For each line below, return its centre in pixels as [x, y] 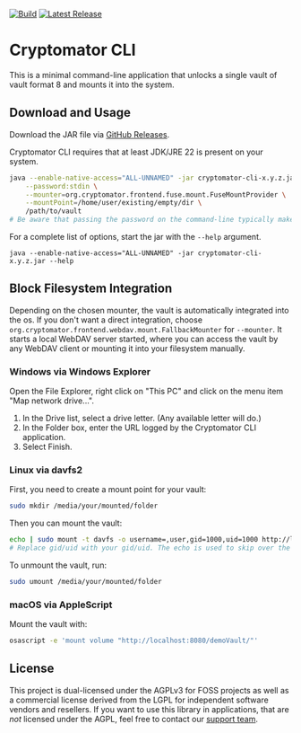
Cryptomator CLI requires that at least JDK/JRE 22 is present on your [137, 152]
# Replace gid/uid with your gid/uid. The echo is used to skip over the [150, 548]
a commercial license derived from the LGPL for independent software [139, 700]
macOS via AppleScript [61, 605]
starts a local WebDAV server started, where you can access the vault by [144, 339]
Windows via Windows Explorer [80, 371]
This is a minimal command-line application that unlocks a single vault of [143, 75]
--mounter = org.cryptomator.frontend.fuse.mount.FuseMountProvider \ [156, 194]
